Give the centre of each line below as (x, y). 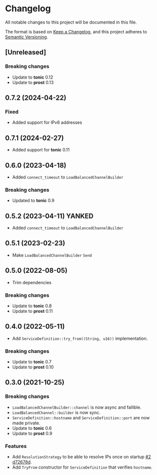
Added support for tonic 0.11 (41, 150)
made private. (26, 423)
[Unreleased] (26, 52)
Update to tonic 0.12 (33, 77)
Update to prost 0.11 (32, 311)
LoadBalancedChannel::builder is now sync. (56, 412)
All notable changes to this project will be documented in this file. (71, 22)
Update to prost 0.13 (33, 82)
